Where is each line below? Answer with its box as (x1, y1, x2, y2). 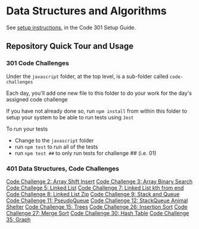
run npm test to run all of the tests (14, 143, 98, 150)
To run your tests (6, 125, 48, 132)
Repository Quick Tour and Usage (6, 41, 134, 51)
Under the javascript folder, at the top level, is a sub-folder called (6, 73, 169, 80)
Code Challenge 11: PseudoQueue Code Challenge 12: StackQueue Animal (6, 197, 188, 204)
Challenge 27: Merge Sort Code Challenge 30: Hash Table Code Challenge (6, 209, 189, 216)
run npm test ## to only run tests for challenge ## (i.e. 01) (14, 149, 157, 156)
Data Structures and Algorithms (6, 4, 167, 18)
